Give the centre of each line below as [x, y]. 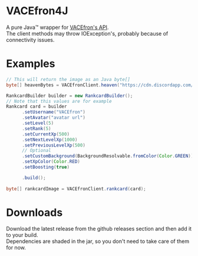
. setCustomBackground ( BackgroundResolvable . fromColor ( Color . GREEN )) [108, 156]
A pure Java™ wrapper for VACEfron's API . [57, 27]
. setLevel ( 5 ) [38, 123]
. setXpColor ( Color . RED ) [51, 162]
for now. [16, 248]
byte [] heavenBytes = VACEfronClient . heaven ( [63, 85]
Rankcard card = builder [37, 107]
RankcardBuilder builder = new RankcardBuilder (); [70, 96]
